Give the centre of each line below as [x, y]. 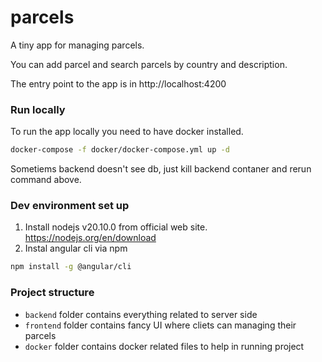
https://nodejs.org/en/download [90, 238]
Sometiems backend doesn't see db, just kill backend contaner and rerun [161, 169]
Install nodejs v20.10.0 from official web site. [116, 227]
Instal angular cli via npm [76, 248]
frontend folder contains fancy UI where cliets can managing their [160, 325]
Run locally [38, 109]
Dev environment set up [70, 206]
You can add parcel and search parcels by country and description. [149, 64]
